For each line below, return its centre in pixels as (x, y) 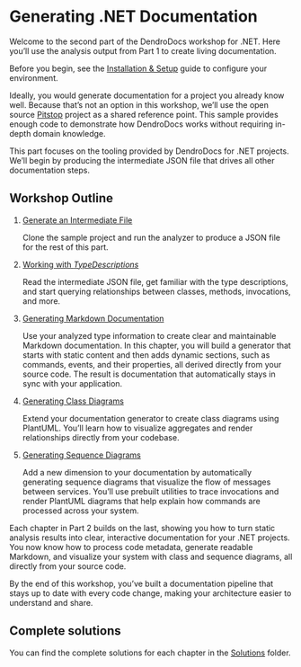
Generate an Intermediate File (77, 220)
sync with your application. (72, 383)
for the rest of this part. (65, 247)
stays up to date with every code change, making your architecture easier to (150, 593)
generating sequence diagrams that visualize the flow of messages (146, 482)
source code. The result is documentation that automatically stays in (149, 374)
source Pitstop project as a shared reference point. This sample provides (144, 114)
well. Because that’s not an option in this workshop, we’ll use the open (139, 104)
